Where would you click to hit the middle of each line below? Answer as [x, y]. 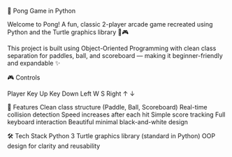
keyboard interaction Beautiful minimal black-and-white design [98, 122]
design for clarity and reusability [54, 146]
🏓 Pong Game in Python [41, 11]
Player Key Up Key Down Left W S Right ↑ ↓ [71, 94]
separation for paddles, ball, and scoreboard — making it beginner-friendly [115, 55]
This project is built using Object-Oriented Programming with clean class [112, 48]
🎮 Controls [24, 77]
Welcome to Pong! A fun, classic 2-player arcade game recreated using [110, 24]
